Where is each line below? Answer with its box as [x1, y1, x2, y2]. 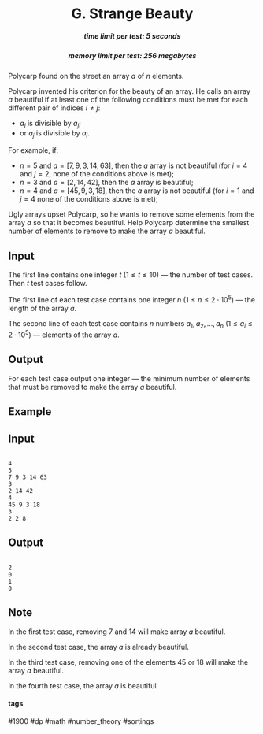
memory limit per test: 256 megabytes [68, 51, 197, 61]
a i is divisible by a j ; [19, 118, 81, 130]
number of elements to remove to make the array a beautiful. [8, 226, 206, 236]
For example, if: [8, 146, 59, 155]
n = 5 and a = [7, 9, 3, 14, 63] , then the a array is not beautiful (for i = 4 [19, 161, 248, 170]
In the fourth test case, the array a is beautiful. [8, 680, 159, 690]
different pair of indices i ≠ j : [8, 103, 101, 113]
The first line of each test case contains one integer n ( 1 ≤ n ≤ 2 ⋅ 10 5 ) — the [8, 293, 256, 304]
